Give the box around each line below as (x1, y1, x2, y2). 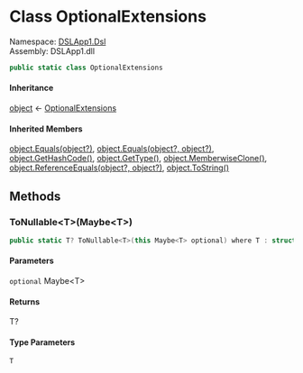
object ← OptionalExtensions (9, 103, 117, 114)
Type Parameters (9, 336, 76, 348)
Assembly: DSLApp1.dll (9, 45, 96, 56)
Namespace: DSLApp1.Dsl (9, 36, 106, 47)
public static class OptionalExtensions (9, 63, 164, 72)
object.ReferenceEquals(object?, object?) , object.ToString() (9, 162, 230, 173)
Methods (9, 188, 61, 204)
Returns (9, 296, 41, 307)
